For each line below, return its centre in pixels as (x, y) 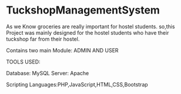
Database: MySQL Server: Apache (48, 73)
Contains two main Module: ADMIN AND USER (62, 50)
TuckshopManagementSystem (83, 10)
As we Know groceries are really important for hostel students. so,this (90, 26)
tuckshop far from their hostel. (43, 39)
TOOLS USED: (23, 62)
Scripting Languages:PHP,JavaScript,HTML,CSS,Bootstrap (77, 84)
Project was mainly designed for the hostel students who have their (88, 32)
